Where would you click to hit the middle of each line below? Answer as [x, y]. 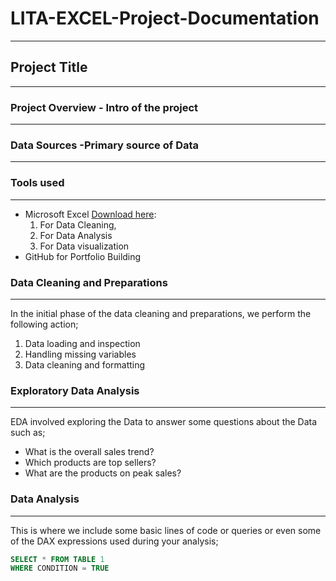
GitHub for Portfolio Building [83, 256]
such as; [28, 433]
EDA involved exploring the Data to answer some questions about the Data [164, 422]
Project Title [49, 67]
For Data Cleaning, [78, 224]
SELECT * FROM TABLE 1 [57, 559]
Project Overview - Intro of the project [104, 107]
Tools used [37, 183]
